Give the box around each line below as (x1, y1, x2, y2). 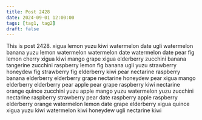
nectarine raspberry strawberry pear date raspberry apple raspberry (6, 94, 178, 101)
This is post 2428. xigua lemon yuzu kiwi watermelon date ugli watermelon (6, 42, 194, 50)
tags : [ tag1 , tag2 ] (6, 20, 56, 26)
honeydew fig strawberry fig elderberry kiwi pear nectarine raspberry (6, 68, 181, 76)
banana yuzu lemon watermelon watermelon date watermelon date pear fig (6, 49, 195, 56)
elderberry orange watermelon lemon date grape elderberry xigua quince (6, 101, 190, 108)
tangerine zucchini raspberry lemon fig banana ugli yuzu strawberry (6, 62, 177, 69)
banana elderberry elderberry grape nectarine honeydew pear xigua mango (6, 75, 196, 82)
